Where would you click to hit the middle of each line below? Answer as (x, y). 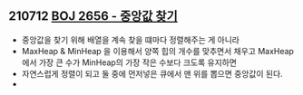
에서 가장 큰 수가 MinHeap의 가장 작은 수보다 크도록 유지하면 (129, 62)
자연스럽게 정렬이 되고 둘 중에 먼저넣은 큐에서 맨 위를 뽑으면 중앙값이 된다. (152, 73)
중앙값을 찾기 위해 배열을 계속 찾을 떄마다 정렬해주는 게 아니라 (130, 40)
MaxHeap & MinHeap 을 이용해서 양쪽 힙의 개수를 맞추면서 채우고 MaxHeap (157, 51)
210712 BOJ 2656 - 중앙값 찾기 (93, 16)
